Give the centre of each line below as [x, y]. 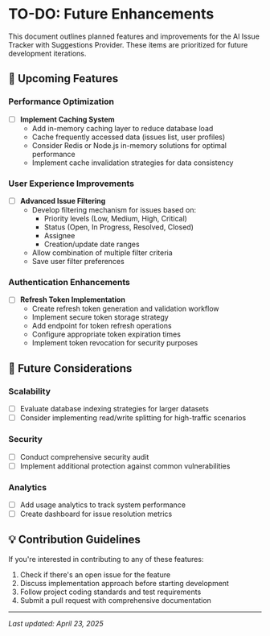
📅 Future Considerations [70, 368]
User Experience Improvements [72, 184]
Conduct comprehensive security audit [84, 456]
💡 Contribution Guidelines [74, 540]
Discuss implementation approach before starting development [124, 583]
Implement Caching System [67, 119]
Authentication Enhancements [70, 282]
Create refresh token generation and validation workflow [125, 309]
